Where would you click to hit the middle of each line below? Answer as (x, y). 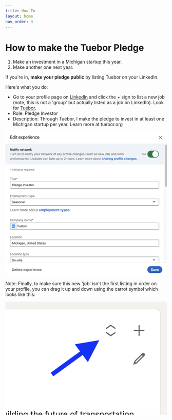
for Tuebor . (25, 108)
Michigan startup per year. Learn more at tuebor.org (68, 124)
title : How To (21, 11)
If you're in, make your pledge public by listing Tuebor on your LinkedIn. (82, 77)
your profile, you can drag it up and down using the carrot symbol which (82, 289)
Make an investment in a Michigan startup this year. (67, 62)
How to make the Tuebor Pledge (75, 47)
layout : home (19, 16)
